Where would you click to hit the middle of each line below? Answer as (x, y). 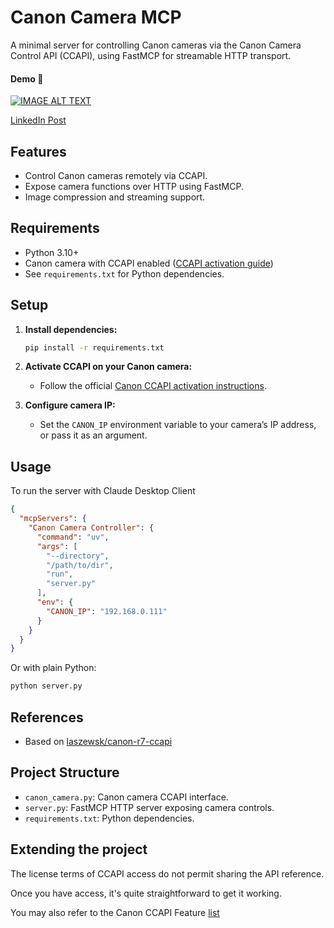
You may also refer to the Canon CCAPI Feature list (115, 912)
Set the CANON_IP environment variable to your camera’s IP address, (178, 425)
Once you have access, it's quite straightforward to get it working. (146, 893)
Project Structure (65, 772)
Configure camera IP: (70, 405)
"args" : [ (57, 546)
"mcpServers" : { (53, 519)
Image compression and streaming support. (115, 197)
